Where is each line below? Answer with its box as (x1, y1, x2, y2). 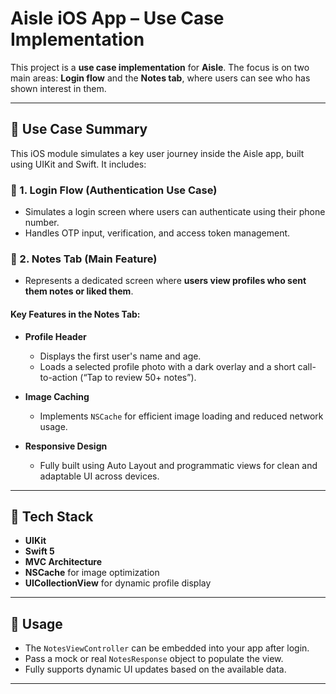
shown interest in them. (10, 82, 107, 94)
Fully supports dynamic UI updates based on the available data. (24, 663, 287, 676)
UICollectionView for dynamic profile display (24, 577, 212, 589)
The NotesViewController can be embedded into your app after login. (24, 642, 310, 654)
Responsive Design (24, 440, 108, 452)
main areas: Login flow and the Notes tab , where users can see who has (10, 72, 311, 84)
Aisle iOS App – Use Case (10, 7, 225, 30)
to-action (39, 371, 78, 383)
